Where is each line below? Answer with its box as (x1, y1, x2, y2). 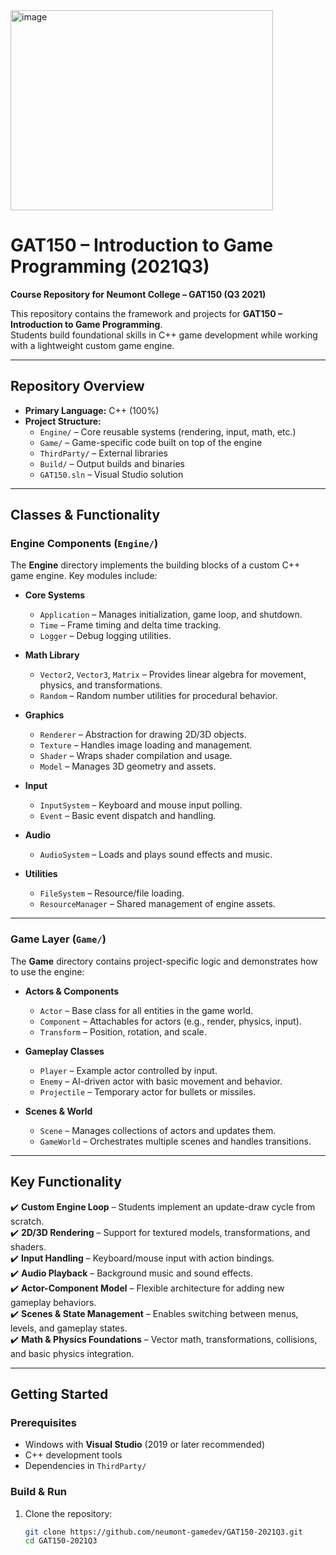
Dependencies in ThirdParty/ (24, 1460, 147, 1472)
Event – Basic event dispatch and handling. (39, 810, 217, 822)
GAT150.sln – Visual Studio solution (39, 468, 184, 480)
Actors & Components (24, 985, 120, 997)
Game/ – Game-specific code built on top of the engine (39, 436, 263, 448)
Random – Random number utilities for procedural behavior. (39, 690, 278, 702)
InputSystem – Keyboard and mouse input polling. (39, 799, 243, 811)
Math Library (24, 649, 80, 661)
